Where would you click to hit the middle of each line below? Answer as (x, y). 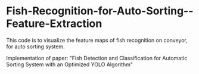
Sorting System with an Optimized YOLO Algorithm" (69, 64)
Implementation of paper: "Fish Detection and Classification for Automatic (97, 58)
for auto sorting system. (35, 47)
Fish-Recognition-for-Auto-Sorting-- (100, 11)
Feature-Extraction (54, 24)
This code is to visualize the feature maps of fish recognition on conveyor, (97, 40)
